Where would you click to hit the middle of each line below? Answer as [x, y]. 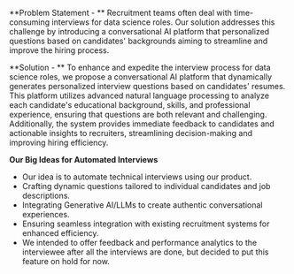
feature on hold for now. [66, 261]
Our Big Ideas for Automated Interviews [84, 160]
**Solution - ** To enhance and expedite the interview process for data [140, 67]
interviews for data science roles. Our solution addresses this [163, 22]
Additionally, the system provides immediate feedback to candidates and [142, 124]
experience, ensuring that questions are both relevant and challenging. [138, 114]
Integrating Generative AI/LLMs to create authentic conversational [142, 205]
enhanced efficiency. [60, 233]
